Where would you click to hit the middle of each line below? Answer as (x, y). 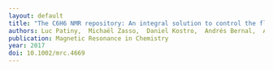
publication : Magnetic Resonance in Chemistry (89, 38)
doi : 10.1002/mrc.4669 (47, 53)
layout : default (36, 16)
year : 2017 (27, 46)
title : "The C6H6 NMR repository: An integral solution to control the (132, 23)
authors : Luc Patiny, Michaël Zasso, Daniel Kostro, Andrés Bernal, (132, 31)
